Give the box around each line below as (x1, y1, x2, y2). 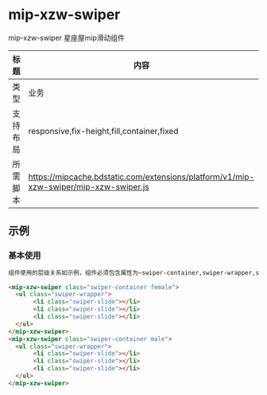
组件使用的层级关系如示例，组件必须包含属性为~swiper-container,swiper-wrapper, (8, 268, 256, 276)
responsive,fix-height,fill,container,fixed (28, 125, 179, 136)
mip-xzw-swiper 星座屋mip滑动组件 (8, 33, 126, 42)
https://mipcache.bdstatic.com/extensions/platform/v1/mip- (28, 171, 255, 182)
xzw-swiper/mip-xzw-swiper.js (28, 181, 149, 192)
